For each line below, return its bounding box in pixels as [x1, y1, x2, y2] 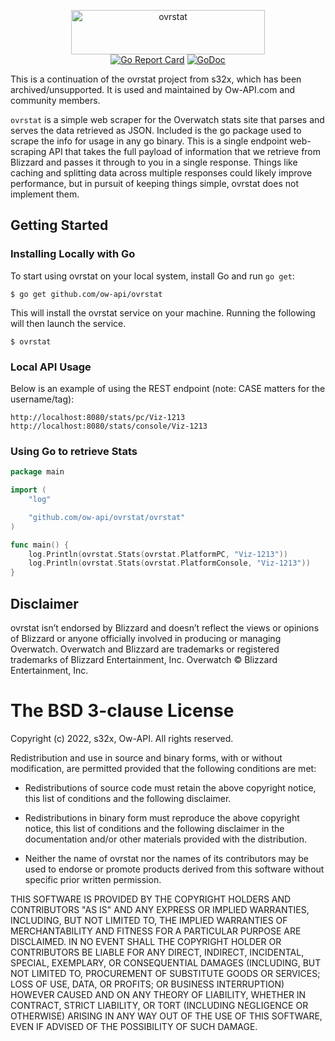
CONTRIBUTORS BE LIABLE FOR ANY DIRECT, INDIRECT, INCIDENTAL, [10, 946, 305, 958]
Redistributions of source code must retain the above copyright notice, [24, 781, 317, 794]
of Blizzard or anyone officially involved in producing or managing [10, 632, 282, 644]
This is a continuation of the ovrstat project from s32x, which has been [10, 73, 302, 85]
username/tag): [10, 393, 75, 405]
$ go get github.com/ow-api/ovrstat [10, 289, 163, 299]
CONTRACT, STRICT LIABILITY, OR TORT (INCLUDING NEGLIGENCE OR [10, 999, 309, 1011]
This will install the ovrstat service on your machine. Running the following [10, 306, 316, 319]
